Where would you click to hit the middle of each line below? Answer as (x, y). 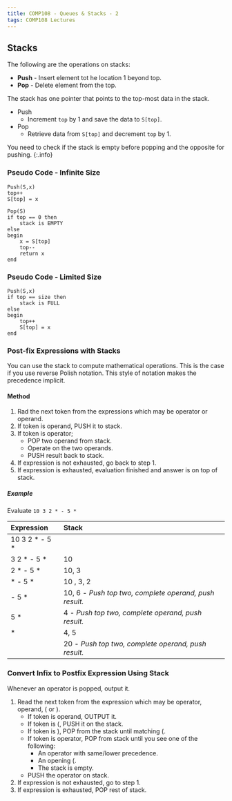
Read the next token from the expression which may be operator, (109, 702)
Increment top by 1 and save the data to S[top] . (95, 119)
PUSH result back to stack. (66, 456)
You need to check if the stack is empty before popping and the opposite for (116, 147)
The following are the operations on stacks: (69, 65)
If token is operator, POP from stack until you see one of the (113, 738)
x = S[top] (35, 241)
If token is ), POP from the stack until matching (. (96, 731)
